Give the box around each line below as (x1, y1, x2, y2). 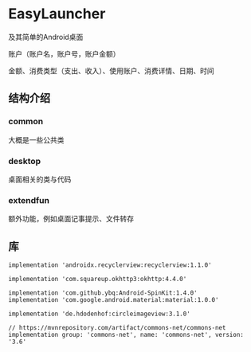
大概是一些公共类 (8, 135, 65, 144)
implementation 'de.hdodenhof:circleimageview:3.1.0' (8, 310, 191, 319)
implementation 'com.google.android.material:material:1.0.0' (8, 296, 219, 304)
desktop (8, 155, 41, 166)
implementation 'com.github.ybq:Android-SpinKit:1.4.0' (8, 289, 198, 297)
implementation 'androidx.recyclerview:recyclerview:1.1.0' (8, 261, 213, 269)
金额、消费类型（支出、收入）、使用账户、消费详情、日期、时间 (8, 65, 214, 76)
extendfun (8, 194, 50, 205)
